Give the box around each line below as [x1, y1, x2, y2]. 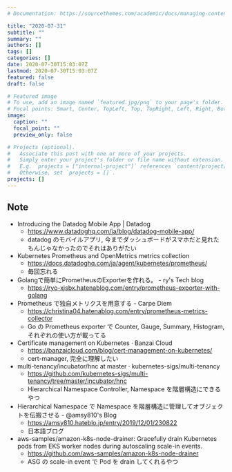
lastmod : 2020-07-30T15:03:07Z [7, 67, 97, 75]
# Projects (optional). [7, 144, 76, 150]
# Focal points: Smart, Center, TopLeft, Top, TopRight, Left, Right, [7, 106, 215, 112]
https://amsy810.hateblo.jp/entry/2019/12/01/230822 [27, 418, 177, 426]
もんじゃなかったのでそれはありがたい [27, 244, 137, 252]
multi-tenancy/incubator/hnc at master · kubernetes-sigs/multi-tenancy [17, 362, 220, 370]
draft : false [7, 80, 45, 87]
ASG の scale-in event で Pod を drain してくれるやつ [27, 457, 179, 466]
